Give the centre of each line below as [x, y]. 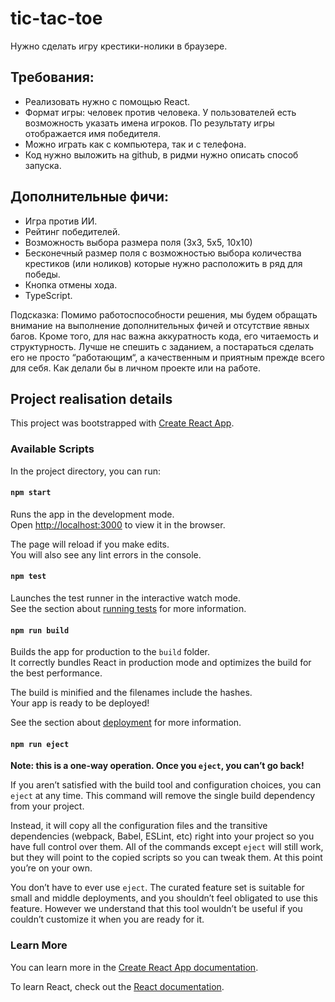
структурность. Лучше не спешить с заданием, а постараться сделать [162, 346]
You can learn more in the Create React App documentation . [134, 967]
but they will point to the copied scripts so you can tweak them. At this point [166, 858]
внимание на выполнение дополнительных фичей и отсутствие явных [160, 325]
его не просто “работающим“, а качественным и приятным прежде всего [167, 357]
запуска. [43, 165]
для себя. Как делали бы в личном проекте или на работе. [135, 368]
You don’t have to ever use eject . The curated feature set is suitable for [157, 888]
